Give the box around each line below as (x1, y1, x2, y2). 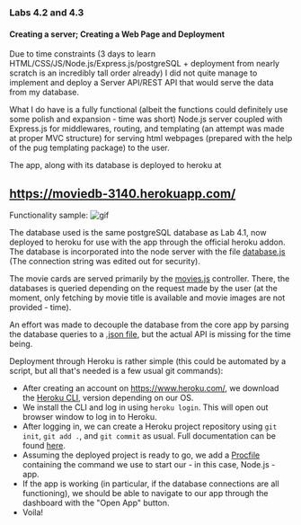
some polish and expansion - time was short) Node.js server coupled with (9, 114, 283, 125)
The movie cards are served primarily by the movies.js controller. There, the (9, 272, 290, 284)
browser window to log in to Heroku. (22, 411, 157, 422)
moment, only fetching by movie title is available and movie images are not (9, 292, 286, 303)
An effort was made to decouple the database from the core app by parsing (9, 319, 289, 330)
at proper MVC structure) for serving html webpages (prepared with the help (9, 133, 293, 144)
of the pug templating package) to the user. (9, 142, 171, 154)
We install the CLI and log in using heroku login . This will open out (22, 402, 269, 413)
